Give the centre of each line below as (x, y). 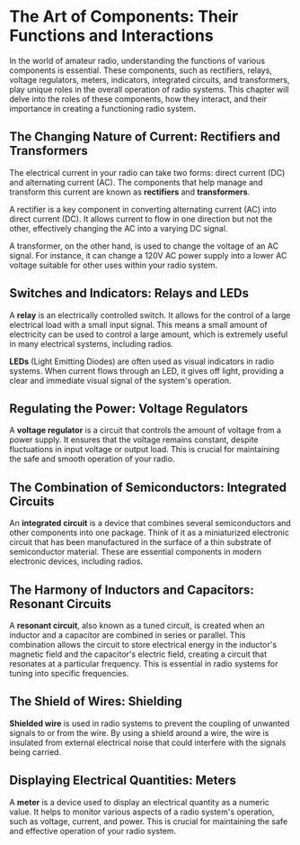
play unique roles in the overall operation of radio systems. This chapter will (149, 89)
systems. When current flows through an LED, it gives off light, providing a (147, 370)
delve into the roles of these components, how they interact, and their (138, 99)
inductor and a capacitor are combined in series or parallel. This (128, 635)
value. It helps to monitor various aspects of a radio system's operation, (142, 812)
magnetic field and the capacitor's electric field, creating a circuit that (138, 654)
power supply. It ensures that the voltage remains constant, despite (134, 440)
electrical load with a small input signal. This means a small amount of (138, 324)
